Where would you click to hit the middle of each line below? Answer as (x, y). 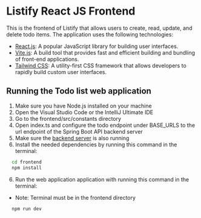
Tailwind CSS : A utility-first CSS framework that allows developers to (100, 66)
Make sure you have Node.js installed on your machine (84, 106)
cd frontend (27, 162)
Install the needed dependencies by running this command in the (96, 145)
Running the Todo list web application (79, 91)
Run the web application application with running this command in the (102, 179)
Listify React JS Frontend (71, 11)
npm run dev (27, 209)
